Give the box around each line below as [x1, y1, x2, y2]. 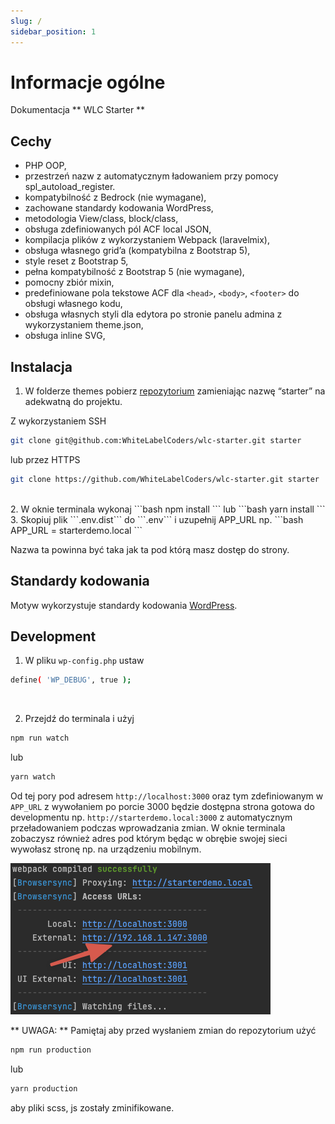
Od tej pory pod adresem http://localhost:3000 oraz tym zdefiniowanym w [10, 790, 324, 802]
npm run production [10, 1045, 92, 1055]
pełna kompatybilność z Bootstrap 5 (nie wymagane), [24, 266, 245, 278]
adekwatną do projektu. [24, 396, 123, 408]
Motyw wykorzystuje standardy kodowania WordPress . [10, 599, 238, 611]
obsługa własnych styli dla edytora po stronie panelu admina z [24, 308, 283, 320]
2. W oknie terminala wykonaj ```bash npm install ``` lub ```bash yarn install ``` [10, 503, 326, 515]
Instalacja [10, 358, 73, 375]
